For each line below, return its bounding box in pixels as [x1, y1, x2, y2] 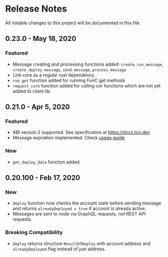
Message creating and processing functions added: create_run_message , [12, 61, 163, 67]
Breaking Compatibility [5, 229, 63, 236]
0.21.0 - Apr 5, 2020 [5, 103, 70, 111]
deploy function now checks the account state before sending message [12, 200, 161, 206]
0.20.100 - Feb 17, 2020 [5, 174, 80, 182]
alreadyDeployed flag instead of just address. [12, 246, 106, 252]
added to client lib [12, 88, 50, 94]
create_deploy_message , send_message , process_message [12, 66, 127, 72]
